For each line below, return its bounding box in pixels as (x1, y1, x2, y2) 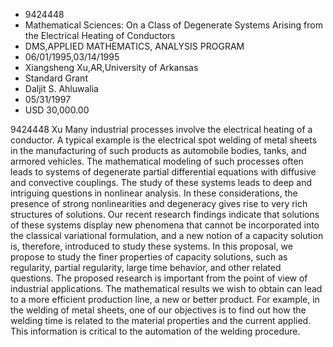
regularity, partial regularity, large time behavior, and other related (10, 262, 282, 273)
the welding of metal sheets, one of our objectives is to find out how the (10, 304, 307, 316)
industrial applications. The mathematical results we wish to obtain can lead (10, 283, 323, 294)
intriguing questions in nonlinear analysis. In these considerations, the (10, 187, 298, 199)
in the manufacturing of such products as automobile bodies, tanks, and (10, 145, 307, 156)
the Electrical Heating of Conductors (24, 30, 176, 41)
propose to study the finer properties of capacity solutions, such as (10, 251, 288, 263)
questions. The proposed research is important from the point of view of (10, 272, 308, 284)
